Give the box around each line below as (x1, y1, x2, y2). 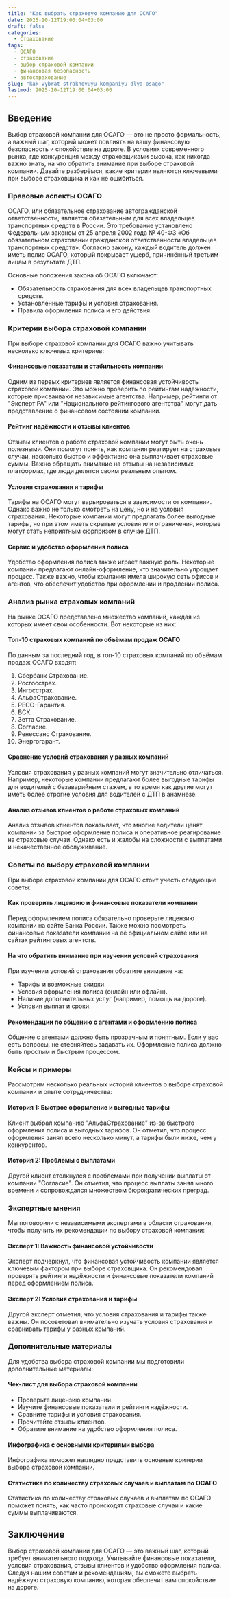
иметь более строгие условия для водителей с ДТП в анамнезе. (8, 790, 197, 799)
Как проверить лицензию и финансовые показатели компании (8, 899, 198, 907)
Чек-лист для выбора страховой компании (8, 1380, 138, 1389)
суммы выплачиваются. (8, 1509, 78, 1517)
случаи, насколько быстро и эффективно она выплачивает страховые (8, 452, 214, 460)
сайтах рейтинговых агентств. (8, 935, 97, 944)
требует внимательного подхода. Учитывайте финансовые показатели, (8, 1554, 216, 1562)
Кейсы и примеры (8, 1065, 72, 1075)
